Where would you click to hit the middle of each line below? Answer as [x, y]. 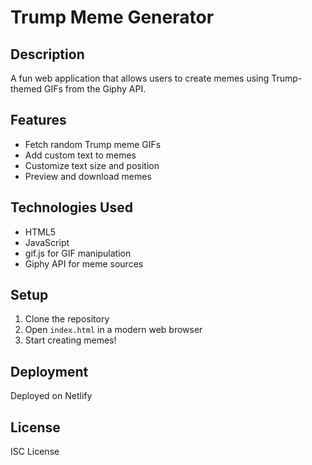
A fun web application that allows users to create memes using [140, 78]
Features [38, 120]
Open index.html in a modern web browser [113, 330]
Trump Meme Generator [112, 17]
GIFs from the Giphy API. [95, 89]
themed [26, 89]
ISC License [35, 452]
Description [47, 54]
